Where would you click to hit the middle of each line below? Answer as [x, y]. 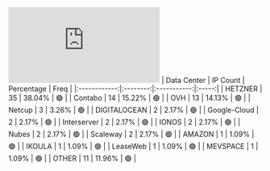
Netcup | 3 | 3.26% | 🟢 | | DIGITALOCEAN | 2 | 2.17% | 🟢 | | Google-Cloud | [134, 110]
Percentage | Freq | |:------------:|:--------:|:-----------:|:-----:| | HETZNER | [135, 89]
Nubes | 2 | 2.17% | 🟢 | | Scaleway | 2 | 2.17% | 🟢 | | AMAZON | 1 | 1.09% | [131, 134]
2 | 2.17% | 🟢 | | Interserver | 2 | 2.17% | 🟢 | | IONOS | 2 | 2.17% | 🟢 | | [125, 122]
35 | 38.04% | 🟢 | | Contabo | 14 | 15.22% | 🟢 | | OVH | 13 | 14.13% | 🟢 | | [130, 98]
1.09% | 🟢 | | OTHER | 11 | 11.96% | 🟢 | [73, 158]
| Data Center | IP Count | [203, 80]
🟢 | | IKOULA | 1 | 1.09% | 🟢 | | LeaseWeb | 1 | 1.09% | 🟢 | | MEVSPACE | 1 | [133, 146]
